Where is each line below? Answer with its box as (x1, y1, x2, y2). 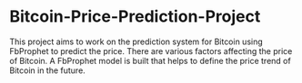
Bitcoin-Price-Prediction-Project (9, 6, 261, 27)
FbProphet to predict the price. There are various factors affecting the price (9, 45, 293, 56)
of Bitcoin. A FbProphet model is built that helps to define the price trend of (9, 55, 291, 66)
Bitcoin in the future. (9, 65, 86, 76)
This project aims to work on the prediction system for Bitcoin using (9, 36, 264, 47)
